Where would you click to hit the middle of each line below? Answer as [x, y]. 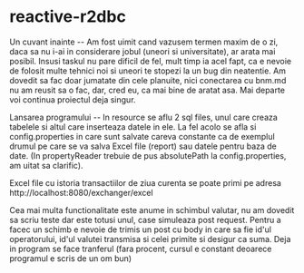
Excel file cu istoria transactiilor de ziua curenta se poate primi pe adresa [145, 182]
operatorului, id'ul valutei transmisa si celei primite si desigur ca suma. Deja [150, 239]
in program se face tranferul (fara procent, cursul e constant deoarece [141, 249]
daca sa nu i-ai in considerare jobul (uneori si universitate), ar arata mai [142, 51]
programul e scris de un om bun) [71, 258]
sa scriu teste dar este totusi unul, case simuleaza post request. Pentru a [145, 219]
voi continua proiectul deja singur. [73, 99]
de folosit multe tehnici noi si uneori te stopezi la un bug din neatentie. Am [147, 71]
